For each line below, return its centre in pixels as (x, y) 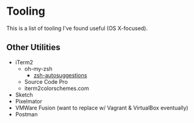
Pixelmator (29, 101)
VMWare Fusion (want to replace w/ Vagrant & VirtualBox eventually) (102, 108)
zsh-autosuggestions (60, 75)
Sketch (24, 95)
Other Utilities (33, 47)
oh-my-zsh (38, 69)
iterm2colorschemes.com (57, 88)
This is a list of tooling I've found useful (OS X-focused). (77, 28)
